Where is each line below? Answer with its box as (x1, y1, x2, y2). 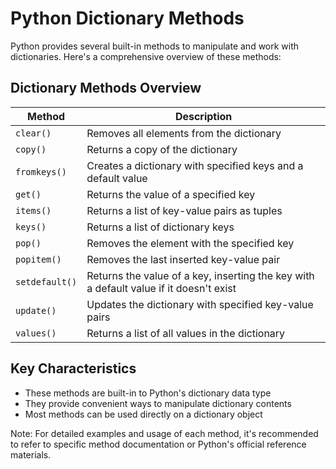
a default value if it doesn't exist (86, 281, 237, 295)
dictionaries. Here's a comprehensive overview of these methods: (10, 50, 282, 62)
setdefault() (15, 276, 78, 287)
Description (174, 109, 233, 123)
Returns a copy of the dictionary (86, 142, 238, 156)
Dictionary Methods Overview (10, 80, 202, 97)
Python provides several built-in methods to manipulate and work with (10, 40, 300, 52)
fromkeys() (15, 166, 67, 177)
